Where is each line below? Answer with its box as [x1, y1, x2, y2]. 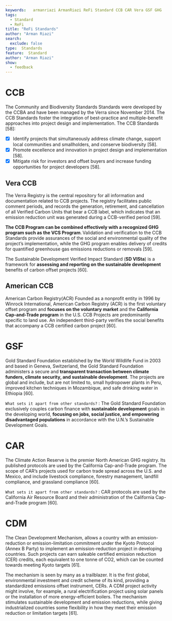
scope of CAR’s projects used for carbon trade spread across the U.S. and [5, 468, 162, 474]
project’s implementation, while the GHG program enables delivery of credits [5, 241, 167, 247]
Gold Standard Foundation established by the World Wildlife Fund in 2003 [5, 357, 161, 363]
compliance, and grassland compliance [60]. [5, 478, 100, 485]
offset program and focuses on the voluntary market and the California [5, 306, 158, 312]
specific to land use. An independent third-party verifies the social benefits [5, 317, 164, 323]
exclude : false [10, 41, 43, 46]
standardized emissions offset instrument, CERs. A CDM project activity [5, 583, 157, 589]
